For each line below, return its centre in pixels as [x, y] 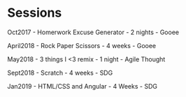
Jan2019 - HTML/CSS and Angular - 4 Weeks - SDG [82, 86]
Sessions [35, 13]
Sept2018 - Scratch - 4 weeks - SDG [60, 73]
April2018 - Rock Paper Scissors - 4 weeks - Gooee [81, 45]
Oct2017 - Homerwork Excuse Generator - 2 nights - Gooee [93, 32]
